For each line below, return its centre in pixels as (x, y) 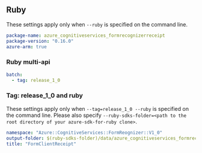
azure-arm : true (26, 47)
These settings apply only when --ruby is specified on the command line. (97, 24)
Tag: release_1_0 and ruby (44, 96)
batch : (14, 75)
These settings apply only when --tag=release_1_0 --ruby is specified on (98, 108)
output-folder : (25, 138)
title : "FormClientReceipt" (41, 144)
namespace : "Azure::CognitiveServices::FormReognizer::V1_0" (84, 133)
